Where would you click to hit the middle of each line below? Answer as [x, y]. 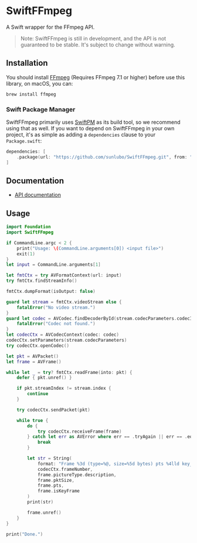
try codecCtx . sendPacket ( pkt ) [54, 410]
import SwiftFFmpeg [30, 232]
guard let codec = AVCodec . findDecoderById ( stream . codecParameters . [91, 318]
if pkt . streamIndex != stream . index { [64, 389]
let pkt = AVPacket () [33, 356]
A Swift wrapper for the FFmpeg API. [50, 27]
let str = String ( [50, 458]
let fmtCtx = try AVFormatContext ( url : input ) [64, 275]
